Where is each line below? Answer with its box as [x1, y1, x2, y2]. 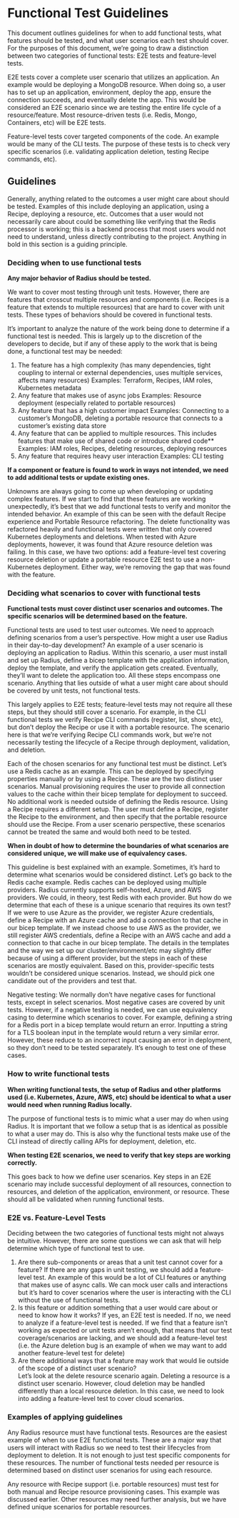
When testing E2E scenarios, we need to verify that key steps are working [7, 1151, 230, 1159]
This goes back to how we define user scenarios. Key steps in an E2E [7, 1172, 212, 1181]
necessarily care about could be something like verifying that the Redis [7, 217, 216, 225]
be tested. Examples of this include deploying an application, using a [7, 202, 209, 210]
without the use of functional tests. [17, 1295, 121, 1304]
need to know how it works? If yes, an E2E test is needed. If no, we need [17, 1310, 231, 1319]
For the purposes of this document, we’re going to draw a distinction [7, 44, 209, 52]
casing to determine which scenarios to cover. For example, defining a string [7, 1013, 233, 1022]
